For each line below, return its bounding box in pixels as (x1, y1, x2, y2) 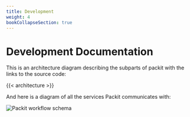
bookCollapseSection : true (6, 19, 73, 25)
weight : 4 (6, 14, 31, 20)
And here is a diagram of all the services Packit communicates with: (6, 93, 171, 101)
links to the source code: (6, 71, 67, 78)
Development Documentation (6, 45, 153, 58)
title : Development (6, 8, 54, 15)
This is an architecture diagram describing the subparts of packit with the (6, 64, 185, 71)
